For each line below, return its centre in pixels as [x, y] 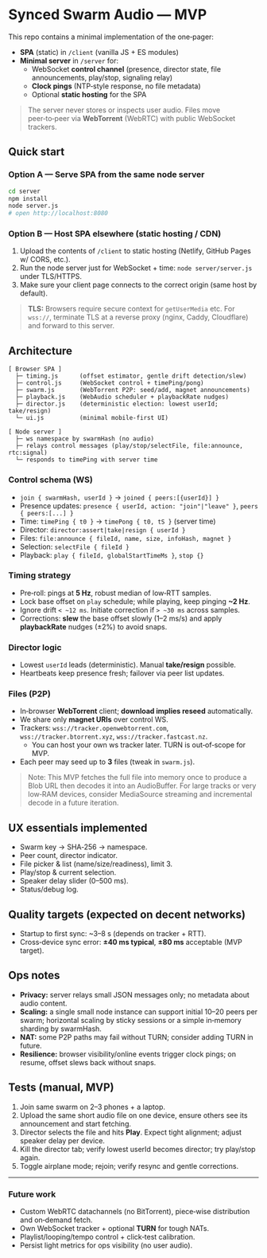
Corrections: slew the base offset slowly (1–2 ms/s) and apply [121, 618]
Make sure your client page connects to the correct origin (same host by [138, 285]
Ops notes [34, 976]
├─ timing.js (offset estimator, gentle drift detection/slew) [131, 376]
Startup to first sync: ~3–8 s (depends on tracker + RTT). [113, 934]
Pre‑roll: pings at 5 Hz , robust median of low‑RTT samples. [116, 593]
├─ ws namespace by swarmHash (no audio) [85, 439]
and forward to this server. [71, 326]
